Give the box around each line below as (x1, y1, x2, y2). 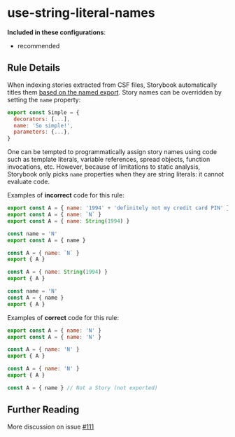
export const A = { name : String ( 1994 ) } (7, 217, 130, 225)
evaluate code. (7, 177, 50, 186)
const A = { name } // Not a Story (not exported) (7, 384, 158, 391)
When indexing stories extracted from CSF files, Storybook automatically (7, 81, 218, 89)
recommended (17, 41, 60, 50)
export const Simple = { (7, 109, 80, 116)
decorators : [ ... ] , (13, 116, 71, 123)
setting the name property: (7, 95, 81, 104)
